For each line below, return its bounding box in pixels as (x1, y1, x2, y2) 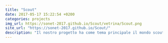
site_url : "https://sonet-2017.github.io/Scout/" (5, 26, 111, 31)
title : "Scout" (5, 7, 37, 12)
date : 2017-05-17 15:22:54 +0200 (5, 12, 75, 17)
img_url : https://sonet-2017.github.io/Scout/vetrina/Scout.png (5, 21, 142, 26)
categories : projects (5, 16, 50, 21)
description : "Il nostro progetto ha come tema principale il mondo (5, 30, 151, 35)
